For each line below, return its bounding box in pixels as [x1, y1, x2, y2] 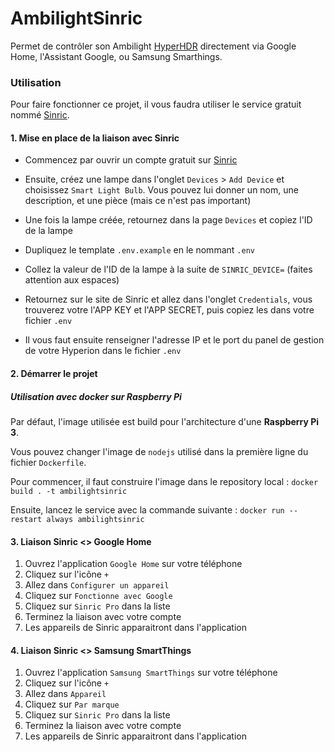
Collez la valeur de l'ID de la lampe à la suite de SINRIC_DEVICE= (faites [24, 263, 313, 276]
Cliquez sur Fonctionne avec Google [24, 590, 173, 602]
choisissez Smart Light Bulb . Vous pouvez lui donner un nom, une [24, 184, 299, 196]
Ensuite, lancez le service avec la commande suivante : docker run [10, 504, 285, 516]
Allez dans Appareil [24, 688, 107, 700]
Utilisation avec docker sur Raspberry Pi [10, 390, 182, 402]
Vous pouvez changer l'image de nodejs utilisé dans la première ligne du [10, 446, 309, 457]
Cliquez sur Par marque [24, 698, 120, 711]
